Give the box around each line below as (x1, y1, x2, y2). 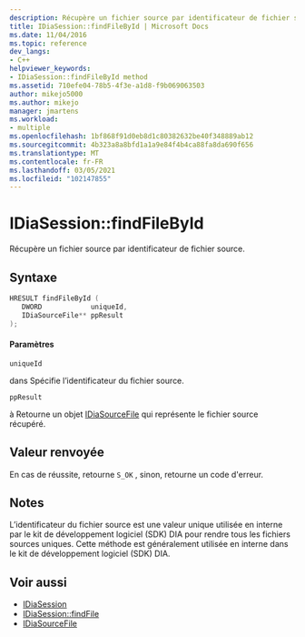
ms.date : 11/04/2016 (9, 30, 88, 39)
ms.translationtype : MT (9, 148, 100, 157)
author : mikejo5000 (9, 89, 84, 98)
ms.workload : (9, 115, 59, 124)
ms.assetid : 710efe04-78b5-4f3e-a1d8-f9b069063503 (9, 81, 205, 90)
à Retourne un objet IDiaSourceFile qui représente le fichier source (9, 409, 259, 420)
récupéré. (9, 418, 46, 429)
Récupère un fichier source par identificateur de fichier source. (9, 243, 245, 255)
